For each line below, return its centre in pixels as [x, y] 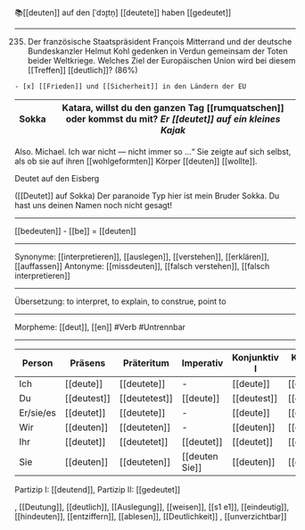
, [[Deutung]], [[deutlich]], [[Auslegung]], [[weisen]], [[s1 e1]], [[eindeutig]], [152, 507]
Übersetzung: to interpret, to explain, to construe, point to [120, 301]
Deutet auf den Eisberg [57, 178]
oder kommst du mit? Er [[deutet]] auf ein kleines [173, 119]
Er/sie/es [38, 412]
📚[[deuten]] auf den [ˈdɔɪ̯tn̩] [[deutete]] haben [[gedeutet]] [123, 13]
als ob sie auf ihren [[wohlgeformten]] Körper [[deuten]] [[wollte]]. [136, 161]
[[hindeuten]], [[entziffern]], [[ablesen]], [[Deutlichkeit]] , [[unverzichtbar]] [151, 516]
